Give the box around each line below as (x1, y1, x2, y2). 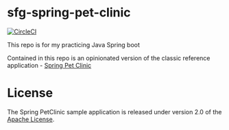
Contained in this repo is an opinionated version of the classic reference (7, 53, 210, 62)
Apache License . (7, 115, 55, 123)
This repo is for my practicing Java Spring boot (7, 40, 141, 49)
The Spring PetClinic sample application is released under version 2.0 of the (7, 107, 222, 116)
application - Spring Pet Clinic (7, 61, 92, 69)
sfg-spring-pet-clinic (7, 5, 132, 21)
